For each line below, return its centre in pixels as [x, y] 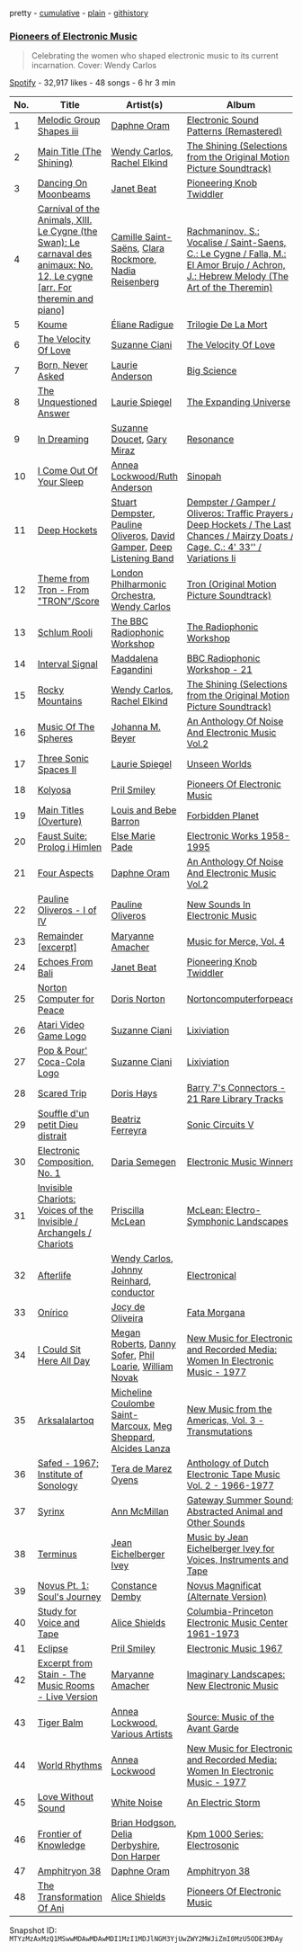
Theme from [63, 579]
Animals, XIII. [65, 220]
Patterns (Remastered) [235, 131]
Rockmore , [134, 260]
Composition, [66, 1162]
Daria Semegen [144, 1162]
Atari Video [61, 1025]
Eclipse [53, 1649]
